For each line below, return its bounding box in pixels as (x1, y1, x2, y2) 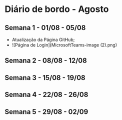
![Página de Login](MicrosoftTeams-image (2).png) (11, 42, 117, 48)
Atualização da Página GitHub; (11, 36, 75, 42)
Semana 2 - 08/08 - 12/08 (4, 56, 87, 65)
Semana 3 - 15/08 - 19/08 (4, 73, 85, 82)
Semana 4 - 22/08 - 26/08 (4, 90, 88, 99)
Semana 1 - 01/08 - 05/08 (4, 23, 86, 32)
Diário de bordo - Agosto (4, 3, 109, 15)
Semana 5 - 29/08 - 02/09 (4, 107, 88, 116)
